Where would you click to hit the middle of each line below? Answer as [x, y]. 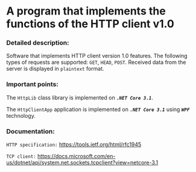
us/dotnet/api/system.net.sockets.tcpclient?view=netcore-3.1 [82, 163]
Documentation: [31, 131]
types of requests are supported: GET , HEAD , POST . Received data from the [96, 62]
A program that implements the [86, 11]
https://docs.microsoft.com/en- [76, 156]
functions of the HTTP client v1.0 [90, 24]
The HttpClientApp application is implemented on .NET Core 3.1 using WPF [98, 109]
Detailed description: [38, 43]
